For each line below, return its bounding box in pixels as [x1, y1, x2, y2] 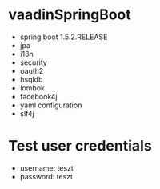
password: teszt [19, 171, 74, 181]
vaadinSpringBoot [8, 6, 132, 24]
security [19, 58, 48, 67]
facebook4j [19, 91, 58, 101]
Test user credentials [8, 137, 152, 155]
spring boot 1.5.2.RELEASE [19, 32, 108, 42]
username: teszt [19, 163, 74, 173]
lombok [19, 82, 46, 93]
